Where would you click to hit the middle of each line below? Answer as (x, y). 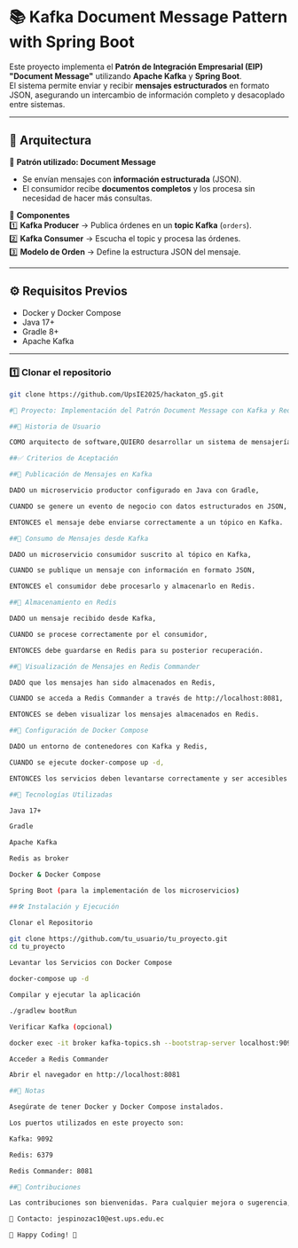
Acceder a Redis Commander (59, 1059)
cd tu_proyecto (37, 947)
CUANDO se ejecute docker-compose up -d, (87, 762)
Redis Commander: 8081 (51, 1171)
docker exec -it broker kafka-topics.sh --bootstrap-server (123, 1043)
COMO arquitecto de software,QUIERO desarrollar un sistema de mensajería (150, 443)
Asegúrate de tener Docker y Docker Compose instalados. (117, 1107)
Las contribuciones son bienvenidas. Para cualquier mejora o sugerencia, (150, 1203)
